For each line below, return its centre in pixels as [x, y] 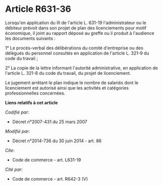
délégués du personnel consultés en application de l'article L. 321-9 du [77, 53]
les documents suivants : [30, 38]
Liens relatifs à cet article [32, 102]
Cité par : [14, 169]
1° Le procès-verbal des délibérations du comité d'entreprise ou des [74, 48]
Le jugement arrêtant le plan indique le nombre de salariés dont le [72, 83]
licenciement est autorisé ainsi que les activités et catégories [67, 88]
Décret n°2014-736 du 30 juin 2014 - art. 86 [57, 141]
